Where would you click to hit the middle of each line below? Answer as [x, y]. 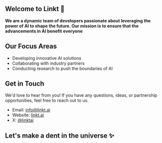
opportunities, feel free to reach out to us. [47, 101]
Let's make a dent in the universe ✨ [60, 135]
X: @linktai [23, 120]
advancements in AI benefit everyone [44, 31]
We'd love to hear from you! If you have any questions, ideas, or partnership [81, 95]
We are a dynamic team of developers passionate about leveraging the [78, 20]
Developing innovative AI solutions [47, 58]
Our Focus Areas [31, 46]
